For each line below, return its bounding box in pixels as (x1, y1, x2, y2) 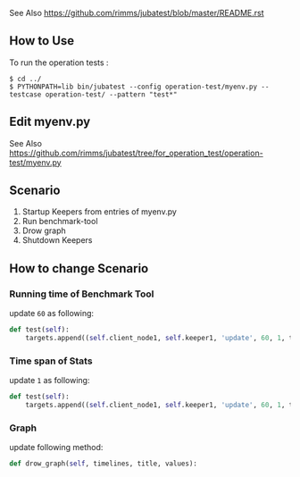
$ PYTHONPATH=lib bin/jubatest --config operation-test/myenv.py (9, 82, 257, 91)
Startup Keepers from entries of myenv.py (21, 206, 177, 217)
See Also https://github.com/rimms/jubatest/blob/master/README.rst (9, 8, 265, 18)
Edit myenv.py (9, 114, 91, 130)
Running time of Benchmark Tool (9, 288, 154, 300)
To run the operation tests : (9, 57, 109, 68)
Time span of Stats (9, 355, 93, 367)
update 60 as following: (9, 308, 95, 319)
